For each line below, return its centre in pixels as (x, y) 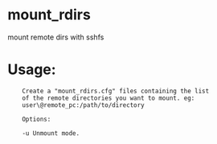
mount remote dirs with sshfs (56, 37)
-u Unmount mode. (51, 133)
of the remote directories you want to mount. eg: (108, 98)
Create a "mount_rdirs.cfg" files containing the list (116, 91)
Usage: (32, 70)
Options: (37, 119)
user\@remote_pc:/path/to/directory (84, 105)
